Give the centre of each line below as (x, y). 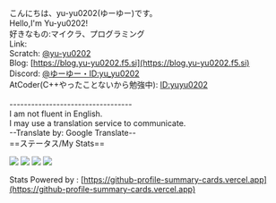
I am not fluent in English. (56, 114)
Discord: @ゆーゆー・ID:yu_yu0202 (75, 73)
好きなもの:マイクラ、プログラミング (77, 34)
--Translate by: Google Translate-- (73, 133)
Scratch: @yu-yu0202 (50, 53)
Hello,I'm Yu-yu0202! (48, 23)
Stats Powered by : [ (47, 180)
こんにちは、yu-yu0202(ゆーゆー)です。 (83, 13)
